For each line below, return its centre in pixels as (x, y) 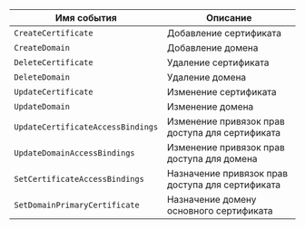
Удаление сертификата (218, 62)
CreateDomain (42, 48)
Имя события (86, 18)
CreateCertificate (54, 33)
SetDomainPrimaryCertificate (77, 205)
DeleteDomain (42, 77)
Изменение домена (210, 106)
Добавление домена (212, 48)
